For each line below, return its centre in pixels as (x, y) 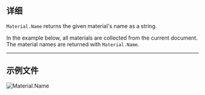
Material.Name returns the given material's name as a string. (82, 26)
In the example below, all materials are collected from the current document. (102, 38)
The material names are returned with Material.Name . (73, 44)
